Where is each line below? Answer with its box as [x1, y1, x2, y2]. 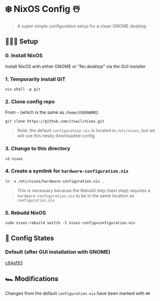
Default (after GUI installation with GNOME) [5, 249, 111, 256]
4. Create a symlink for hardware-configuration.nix [5, 167, 129, 174]
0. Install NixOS [5, 52, 43, 59]
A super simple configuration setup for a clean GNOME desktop [17, 23, 147, 29]
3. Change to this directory [5, 145, 70, 152]
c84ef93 [5, 260, 23, 266]
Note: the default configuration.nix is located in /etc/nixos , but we [17, 128, 156, 134]
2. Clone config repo [5, 98, 55, 105]
